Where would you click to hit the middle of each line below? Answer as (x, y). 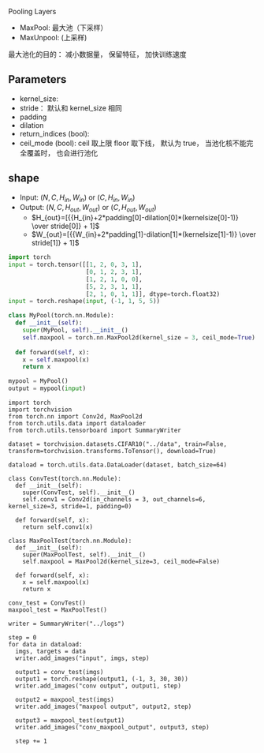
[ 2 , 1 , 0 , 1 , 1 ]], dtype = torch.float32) (153, 294)
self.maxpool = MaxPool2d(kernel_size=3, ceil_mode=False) (121, 562)
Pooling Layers (32, 11)
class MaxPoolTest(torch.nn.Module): (70, 541)
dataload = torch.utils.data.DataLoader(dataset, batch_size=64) (117, 465)
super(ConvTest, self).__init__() (79, 493)
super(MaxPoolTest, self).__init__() (84, 555)
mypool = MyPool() (38, 381)
